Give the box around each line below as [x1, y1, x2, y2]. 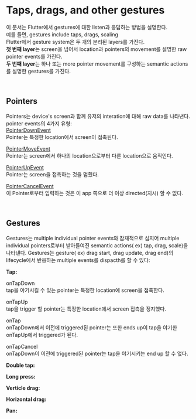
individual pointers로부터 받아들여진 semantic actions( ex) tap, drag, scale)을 [6, 241, 188, 249]
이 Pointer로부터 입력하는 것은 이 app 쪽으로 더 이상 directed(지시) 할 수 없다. [6, 189, 183, 196]
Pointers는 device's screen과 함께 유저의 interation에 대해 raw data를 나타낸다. [6, 113, 190, 120]
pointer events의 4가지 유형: [6, 120, 72, 127]
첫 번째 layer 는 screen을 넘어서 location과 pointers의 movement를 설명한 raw [6, 45, 187, 53]
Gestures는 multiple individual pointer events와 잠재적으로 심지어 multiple [6, 234, 180, 241]
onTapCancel [6, 343, 38, 350]
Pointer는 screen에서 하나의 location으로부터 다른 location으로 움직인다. [6, 152, 174, 159]
